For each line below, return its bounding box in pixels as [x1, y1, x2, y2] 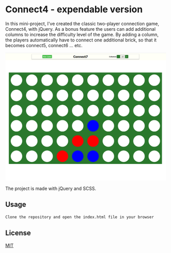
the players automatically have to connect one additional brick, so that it [5, 37, 157, 43]
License [5, 229, 31, 238]
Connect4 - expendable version [5, 4, 143, 15]
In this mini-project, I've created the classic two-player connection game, [5, 20, 159, 27]
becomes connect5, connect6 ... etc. [5, 42, 83, 48]
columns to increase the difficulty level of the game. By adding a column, [5, 31, 159, 37]
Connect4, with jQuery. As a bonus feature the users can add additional [5, 26, 156, 32]
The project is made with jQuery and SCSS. [5, 185, 96, 192]
